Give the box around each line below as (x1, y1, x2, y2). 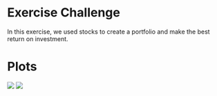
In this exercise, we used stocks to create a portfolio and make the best (7, 27, 210, 36)
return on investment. (7, 34, 68, 43)
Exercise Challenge (7, 5, 121, 21)
